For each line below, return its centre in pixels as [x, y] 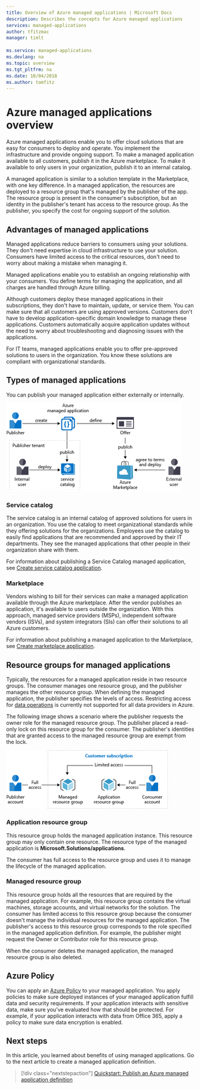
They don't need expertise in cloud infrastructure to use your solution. [93, 250]
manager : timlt [25, 38]
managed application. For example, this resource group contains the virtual [99, 901]
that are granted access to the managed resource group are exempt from [96, 736]
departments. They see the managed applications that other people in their [99, 544]
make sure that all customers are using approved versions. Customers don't [99, 312]
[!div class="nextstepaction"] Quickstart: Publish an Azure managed [105, 1073]
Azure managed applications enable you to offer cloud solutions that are [95, 142]
